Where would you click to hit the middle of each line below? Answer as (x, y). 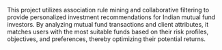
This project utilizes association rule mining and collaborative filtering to (108, 10)
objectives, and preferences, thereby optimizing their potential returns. (107, 39)
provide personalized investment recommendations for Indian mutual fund (111, 17)
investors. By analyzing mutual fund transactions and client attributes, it (108, 24)
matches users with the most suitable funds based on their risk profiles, (108, 32)
